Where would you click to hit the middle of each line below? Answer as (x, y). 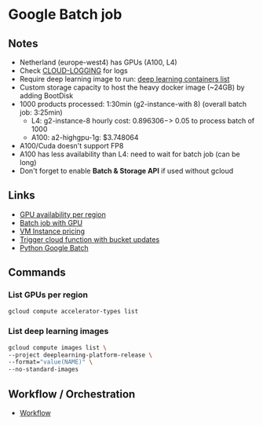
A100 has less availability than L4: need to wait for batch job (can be (130, 154)
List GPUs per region (48, 295)
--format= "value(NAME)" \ (50, 362)
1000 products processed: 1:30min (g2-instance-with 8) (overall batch (133, 104)
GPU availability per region (62, 214)
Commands (37, 273)
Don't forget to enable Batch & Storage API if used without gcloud (126, 171)
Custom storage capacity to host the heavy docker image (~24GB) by (132, 87)
